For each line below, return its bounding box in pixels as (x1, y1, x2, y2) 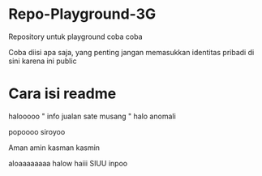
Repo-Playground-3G (8, 5, 157, 24)
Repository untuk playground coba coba (8, 32, 144, 41)
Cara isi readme (8, 84, 117, 103)
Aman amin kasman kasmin (8, 143, 100, 152)
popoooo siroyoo (8, 127, 66, 136)
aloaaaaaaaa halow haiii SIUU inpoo (8, 158, 128, 168)
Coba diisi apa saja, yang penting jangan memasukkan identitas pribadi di (8, 47, 255, 57)
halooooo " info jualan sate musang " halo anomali (8, 111, 176, 121)
